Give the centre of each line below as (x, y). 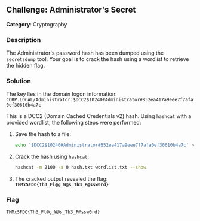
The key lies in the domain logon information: (62, 94)
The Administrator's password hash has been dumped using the (85, 53)
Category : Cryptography (37, 24)
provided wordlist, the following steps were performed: (74, 123)
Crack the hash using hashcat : (52, 157)
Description (24, 40)
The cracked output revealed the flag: (61, 179)
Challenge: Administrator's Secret (71, 10)
